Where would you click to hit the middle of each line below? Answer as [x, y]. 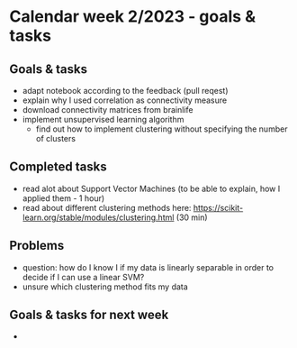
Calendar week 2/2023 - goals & [133, 17]
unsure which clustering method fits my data [105, 287]
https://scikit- [218, 207]
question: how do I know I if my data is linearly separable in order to [148, 267]
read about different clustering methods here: [107, 207]
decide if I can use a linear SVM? [83, 277]
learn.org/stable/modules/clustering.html [98, 217]
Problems [37, 246]
